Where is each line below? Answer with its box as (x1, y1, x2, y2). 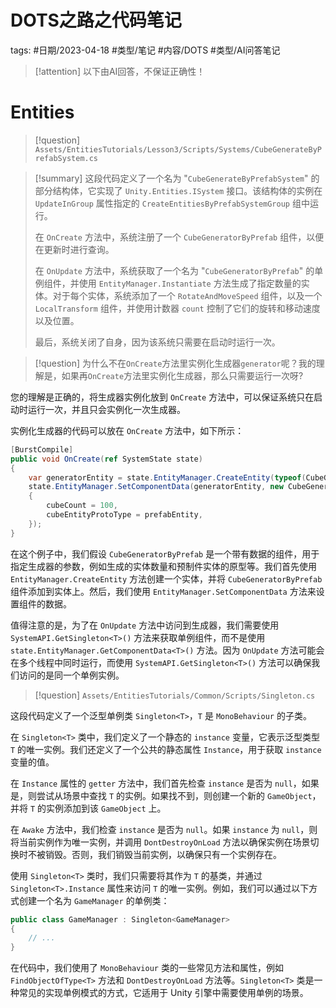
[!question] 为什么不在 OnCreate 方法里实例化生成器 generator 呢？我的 (34, 357, 317, 369)
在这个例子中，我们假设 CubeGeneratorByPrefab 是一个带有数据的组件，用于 (10, 547, 320, 560)
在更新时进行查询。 (34, 243, 115, 255)
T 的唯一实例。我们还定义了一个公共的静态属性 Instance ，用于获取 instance (10, 743, 322, 755)
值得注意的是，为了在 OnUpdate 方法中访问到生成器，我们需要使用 (10, 619, 280, 631)
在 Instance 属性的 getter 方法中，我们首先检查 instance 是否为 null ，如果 (10, 777, 320, 789)
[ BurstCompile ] (10, 444, 74, 455)
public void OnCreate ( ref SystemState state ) (10, 454, 203, 464)
